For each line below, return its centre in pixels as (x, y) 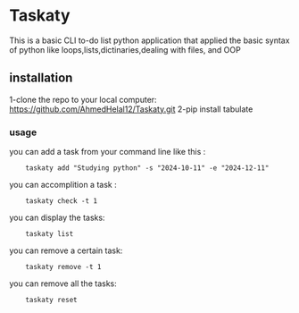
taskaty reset (51, 300)
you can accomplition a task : (63, 185)
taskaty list (50, 234)
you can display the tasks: (57, 218)
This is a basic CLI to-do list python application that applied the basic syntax (149, 40)
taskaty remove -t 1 (63, 267)
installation (41, 78)
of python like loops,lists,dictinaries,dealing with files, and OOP (125, 49)
